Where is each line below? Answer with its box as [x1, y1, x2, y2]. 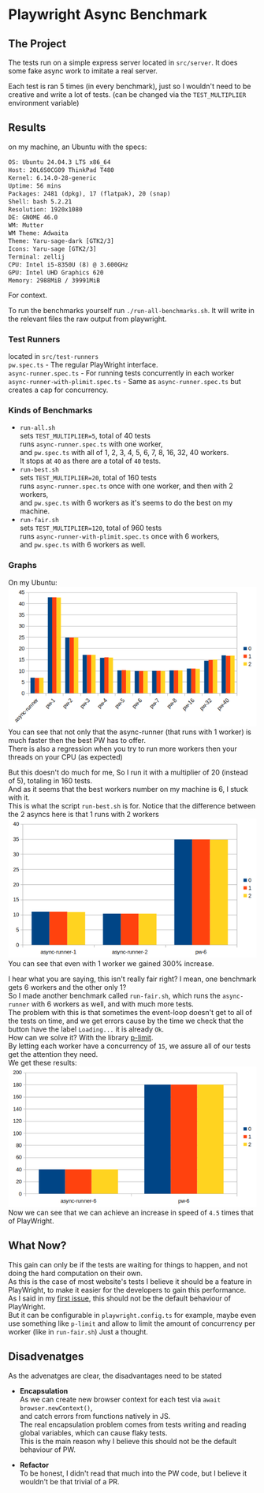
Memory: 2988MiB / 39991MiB [8, 276, 101, 285]
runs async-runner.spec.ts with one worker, [19, 439, 163, 449]
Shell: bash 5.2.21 [8, 197, 73, 206]
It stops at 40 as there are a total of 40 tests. [19, 456, 162, 466]
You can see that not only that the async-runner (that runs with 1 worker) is [8, 727, 252, 737]
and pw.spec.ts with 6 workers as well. [19, 540, 146, 550]
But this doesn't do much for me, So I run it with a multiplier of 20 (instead [8, 767, 248, 777]
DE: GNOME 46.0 [8, 213, 58, 222]
